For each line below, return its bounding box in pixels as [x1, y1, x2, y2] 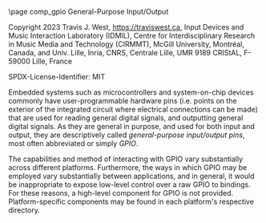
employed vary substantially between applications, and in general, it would [8, 172, 255, 180]
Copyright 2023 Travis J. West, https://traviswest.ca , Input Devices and [8, 22, 244, 31]
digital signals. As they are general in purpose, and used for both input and [8, 122, 255, 131]
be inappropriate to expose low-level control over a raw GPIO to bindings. [8, 180, 251, 189]
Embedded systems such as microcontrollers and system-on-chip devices [8, 87, 254, 97]
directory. [8, 205, 40, 215]
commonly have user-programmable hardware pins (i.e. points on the [8, 96, 238, 105]
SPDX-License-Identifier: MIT [8, 72, 106, 81]
